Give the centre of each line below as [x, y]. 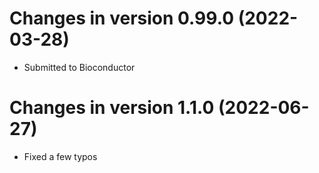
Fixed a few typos [60, 156]
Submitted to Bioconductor [79, 67]
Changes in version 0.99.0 [122, 18]
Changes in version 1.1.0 [112, 108]
